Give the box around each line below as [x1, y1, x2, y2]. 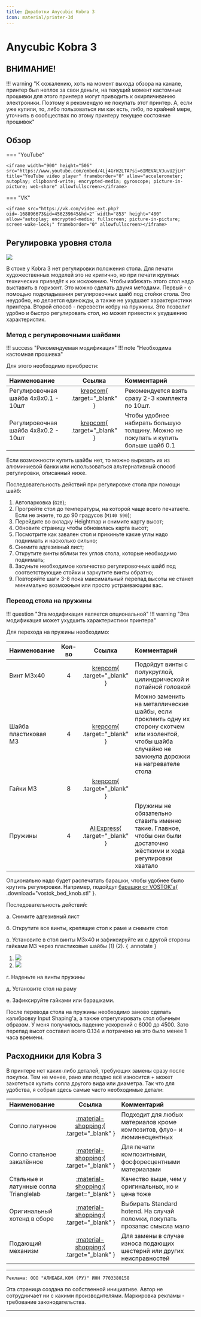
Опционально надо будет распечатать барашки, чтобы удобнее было [6, 877, 184, 884]
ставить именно [135, 816, 182, 825]
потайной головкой [135, 682, 191, 691]
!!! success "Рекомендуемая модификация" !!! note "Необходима [6, 344, 172, 352]
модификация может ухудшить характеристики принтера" [6, 616, 157, 623]
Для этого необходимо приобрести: [6, 362, 99, 370]
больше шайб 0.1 [124, 441, 175, 450]
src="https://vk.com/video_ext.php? [28, 206, 119, 212]
